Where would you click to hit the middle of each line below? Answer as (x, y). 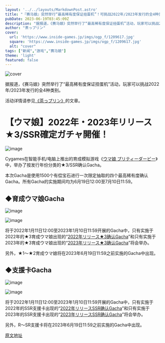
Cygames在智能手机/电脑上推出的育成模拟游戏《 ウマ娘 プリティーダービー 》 (82, 159)
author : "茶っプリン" (25, 28)
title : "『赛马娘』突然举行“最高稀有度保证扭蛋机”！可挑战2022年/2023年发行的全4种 (82, 14)
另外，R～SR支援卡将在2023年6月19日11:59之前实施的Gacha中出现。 (75, 325)
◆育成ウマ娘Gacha (35, 199)
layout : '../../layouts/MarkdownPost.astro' (51, 10)
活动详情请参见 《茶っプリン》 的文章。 (44, 101)
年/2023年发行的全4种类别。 (34, 90)
